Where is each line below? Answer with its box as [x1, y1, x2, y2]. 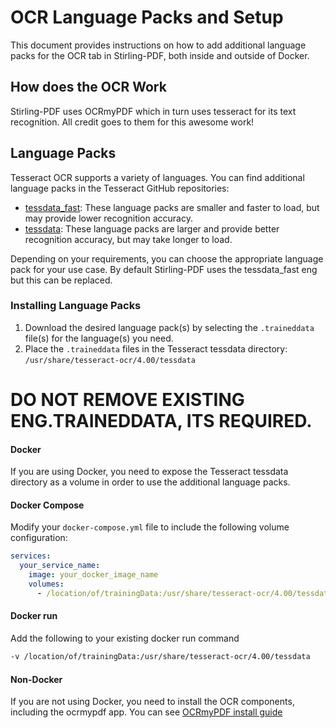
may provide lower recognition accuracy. [24, 212, 193, 224]
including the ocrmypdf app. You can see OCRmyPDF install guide [10, 706, 283, 718]
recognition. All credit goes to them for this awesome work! [10, 116, 255, 128]
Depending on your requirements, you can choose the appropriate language [10, 252, 324, 265]
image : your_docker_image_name [28, 570, 159, 580]
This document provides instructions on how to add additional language [10, 39, 307, 51]
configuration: [10, 532, 68, 544]
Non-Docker [10, 673, 63, 685]
